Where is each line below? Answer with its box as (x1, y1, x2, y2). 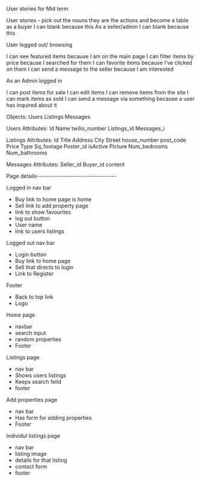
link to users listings (14, 228, 65, 235)
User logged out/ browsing (6, 41, 73, 48)
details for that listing (14, 456, 67, 464)
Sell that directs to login (14, 264, 74, 271)
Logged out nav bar (6, 240, 55, 246)
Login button (14, 251, 47, 258)
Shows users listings (14, 372, 66, 379)
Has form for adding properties (14, 414, 92, 421)
